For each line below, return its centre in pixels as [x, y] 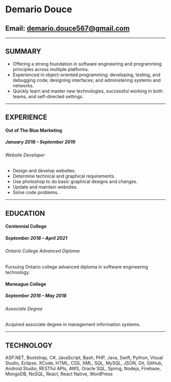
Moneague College [26, 284]
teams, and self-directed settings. [48, 96]
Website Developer [25, 155]
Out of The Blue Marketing [34, 130]
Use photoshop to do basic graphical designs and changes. [75, 182]
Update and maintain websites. [45, 187]
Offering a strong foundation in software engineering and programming [87, 64]
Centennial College [26, 227]
